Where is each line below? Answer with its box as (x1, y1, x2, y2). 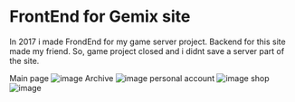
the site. (9, 55, 40, 66)
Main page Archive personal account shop (9, 72, 270, 83)
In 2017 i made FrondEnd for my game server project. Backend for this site (9, 36, 287, 47)
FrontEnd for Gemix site (9, 6, 191, 27)
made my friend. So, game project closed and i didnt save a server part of (9, 45, 285, 56)
